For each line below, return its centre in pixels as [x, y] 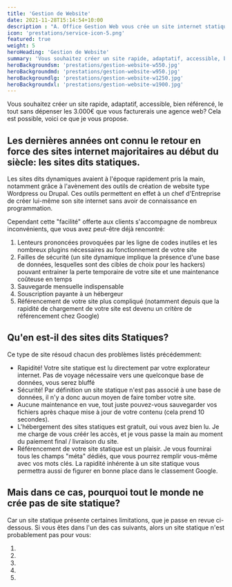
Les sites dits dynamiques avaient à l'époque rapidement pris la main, [106, 179]
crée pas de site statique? [64, 504]
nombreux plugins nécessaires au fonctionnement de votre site [107, 250]
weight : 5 [21, 46]
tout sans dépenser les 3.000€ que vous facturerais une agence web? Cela [114, 111]
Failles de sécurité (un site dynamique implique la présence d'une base [118, 258]
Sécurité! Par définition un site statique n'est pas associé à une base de [119, 390]
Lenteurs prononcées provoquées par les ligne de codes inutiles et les [117, 242]
